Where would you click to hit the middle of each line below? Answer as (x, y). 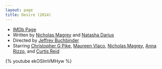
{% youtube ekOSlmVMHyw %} (39, 61)
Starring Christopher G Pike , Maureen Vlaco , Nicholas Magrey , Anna (85, 45)
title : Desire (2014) (28, 15)
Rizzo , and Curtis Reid (36, 51)
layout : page (19, 10)
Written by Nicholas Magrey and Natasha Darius (63, 35)
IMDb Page (25, 29)
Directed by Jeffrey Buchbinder (46, 40)
